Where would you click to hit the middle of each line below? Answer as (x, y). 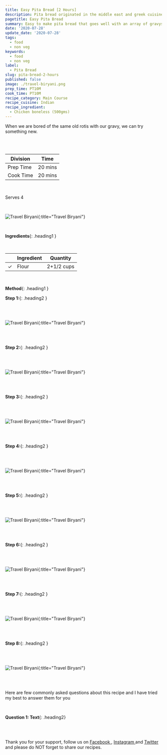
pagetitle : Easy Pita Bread (34, 19)
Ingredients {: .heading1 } (31, 236)
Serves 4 (14, 197)
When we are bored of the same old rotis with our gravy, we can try (74, 126)
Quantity (61, 258)
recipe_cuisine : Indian (30, 103)
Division (21, 159)
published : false (23, 79)
